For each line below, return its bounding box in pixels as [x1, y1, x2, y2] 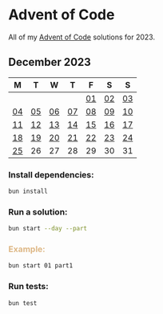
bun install [8, 187, 48, 196]
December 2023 [8, 55, 92, 69]
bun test [8, 299, 38, 307]
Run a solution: [8, 206, 68, 218]
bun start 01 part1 [8, 262, 74, 270]
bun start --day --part [8, 225, 88, 233]
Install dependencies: [8, 169, 94, 180]
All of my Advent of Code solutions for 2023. [8, 32, 156, 42]
